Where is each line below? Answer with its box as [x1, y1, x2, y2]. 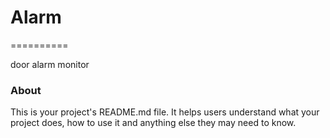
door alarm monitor [10, 58, 90, 70]
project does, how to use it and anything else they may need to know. [10, 117, 297, 129]
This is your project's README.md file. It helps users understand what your [10, 106, 320, 118]
